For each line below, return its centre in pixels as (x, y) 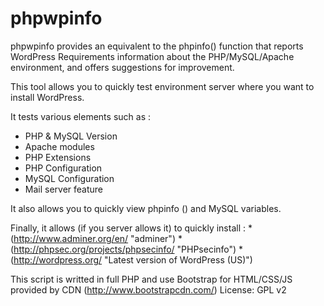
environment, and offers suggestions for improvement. (122, 67)
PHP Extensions (58, 157)
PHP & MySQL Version (71, 136)
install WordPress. (47, 97)
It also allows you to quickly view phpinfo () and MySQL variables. (146, 208)
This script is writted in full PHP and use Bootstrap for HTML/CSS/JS (151, 279)
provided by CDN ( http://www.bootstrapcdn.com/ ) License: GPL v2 (148, 289)
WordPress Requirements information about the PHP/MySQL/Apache (152, 56)
